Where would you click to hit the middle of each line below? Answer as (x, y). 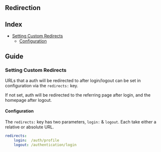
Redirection (23, 8)
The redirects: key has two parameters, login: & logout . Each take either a (81, 122)
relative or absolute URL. (29, 127)
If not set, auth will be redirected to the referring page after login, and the (78, 95)
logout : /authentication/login (45, 145)
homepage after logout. (29, 100)
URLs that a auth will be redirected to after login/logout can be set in (73, 80)
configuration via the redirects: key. (42, 85)
